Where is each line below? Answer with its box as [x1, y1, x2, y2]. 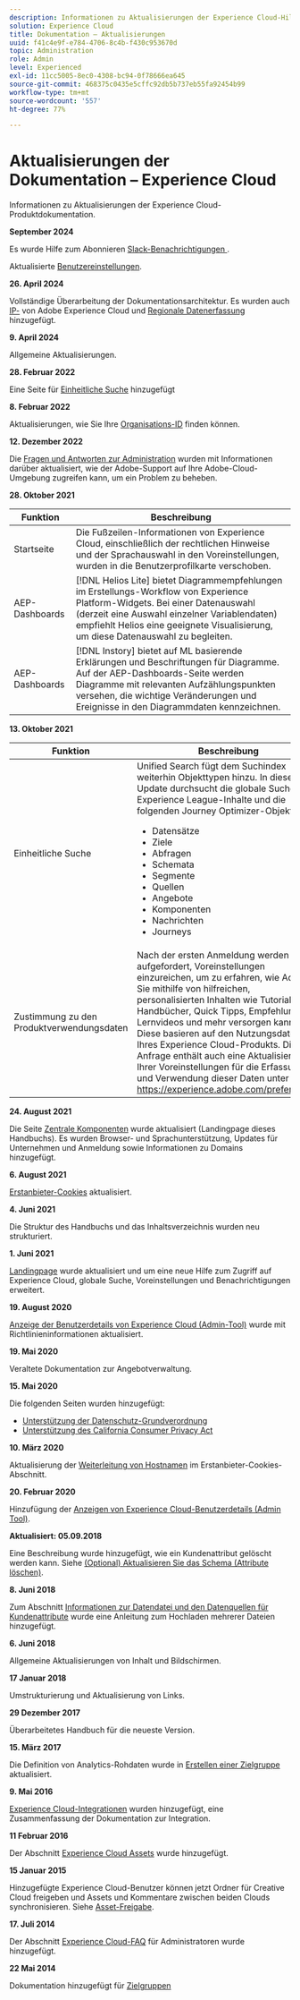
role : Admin [9, 55, 54, 64]
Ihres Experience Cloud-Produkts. [137, 1039, 281, 1051]
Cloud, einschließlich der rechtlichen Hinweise [75, 538, 271, 550]
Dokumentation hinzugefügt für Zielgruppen [9, 1980, 171, 1991]
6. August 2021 [9, 1170, 67, 1180]
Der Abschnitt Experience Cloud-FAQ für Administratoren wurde [9, 1936, 246, 1947]
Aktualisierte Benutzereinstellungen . [9, 261, 143, 272]
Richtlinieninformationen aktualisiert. [9, 1329, 144, 1340]
